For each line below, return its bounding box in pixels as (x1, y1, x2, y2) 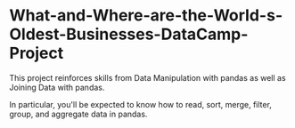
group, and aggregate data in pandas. (9, 108, 148, 119)
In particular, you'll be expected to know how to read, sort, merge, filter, (9, 99, 272, 109)
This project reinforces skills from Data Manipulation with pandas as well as (9, 72, 287, 83)
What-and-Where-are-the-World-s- (9, 5, 283, 26)
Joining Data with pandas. (9, 82, 105, 92)
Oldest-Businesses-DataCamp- (9, 24, 249, 44)
